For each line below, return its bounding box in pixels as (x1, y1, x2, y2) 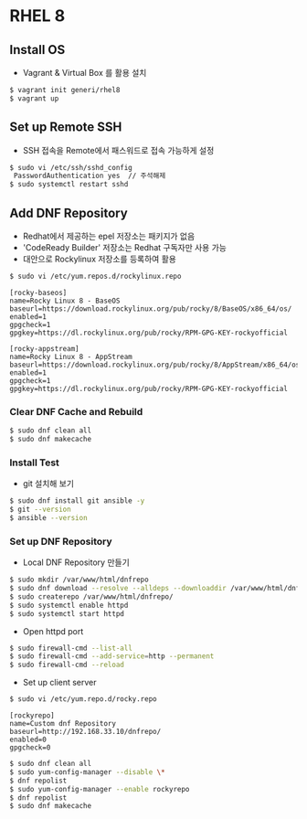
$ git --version (9, 505, 71, 515)
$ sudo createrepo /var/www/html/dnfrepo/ (9, 591, 174, 601)
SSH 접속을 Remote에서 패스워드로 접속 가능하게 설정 (22, 144, 215, 155)
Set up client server (22, 677, 98, 688)
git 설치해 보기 (22, 478, 75, 489)
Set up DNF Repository (9, 535, 112, 548)
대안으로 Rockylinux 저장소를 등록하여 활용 (22, 253, 176, 264)
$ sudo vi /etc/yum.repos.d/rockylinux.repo (9, 271, 182, 281)
